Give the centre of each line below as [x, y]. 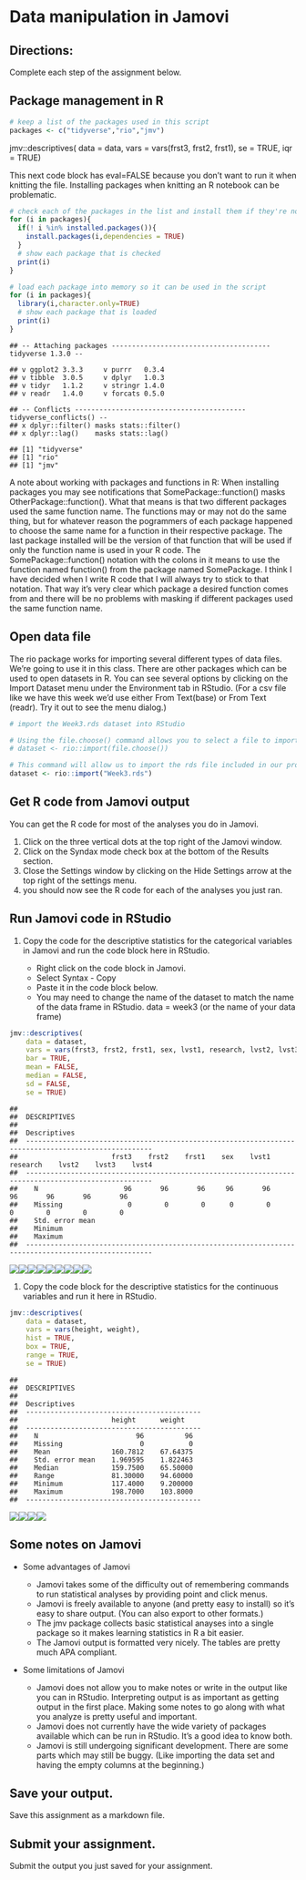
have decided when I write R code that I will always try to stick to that [139, 579]
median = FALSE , [57, 1075]
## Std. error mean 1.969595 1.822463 [102, 1460]
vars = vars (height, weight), [83, 1330]
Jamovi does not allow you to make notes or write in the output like [162, 1687]
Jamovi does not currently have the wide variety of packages [151, 1726]
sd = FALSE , [48, 1084]
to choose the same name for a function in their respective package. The [146, 530]
